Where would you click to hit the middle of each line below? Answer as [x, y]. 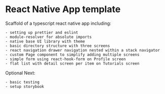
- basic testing [22, 82]
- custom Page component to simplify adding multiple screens [72, 55]
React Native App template [63, 9]
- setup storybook [25, 86]
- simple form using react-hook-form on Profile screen [65, 59]
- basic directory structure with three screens [58, 46]
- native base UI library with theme [45, 41]
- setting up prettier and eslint [42, 32]
